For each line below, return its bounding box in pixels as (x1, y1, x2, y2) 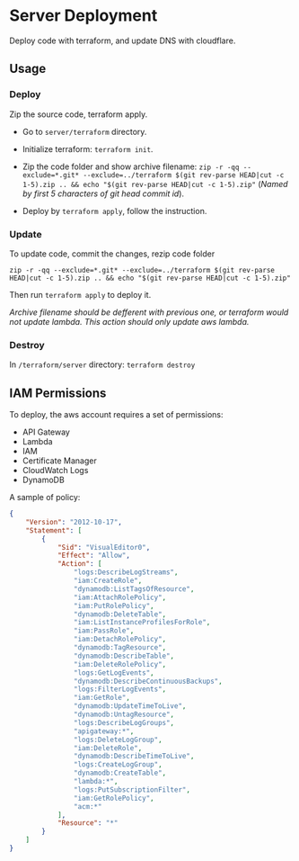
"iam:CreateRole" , (73, 577, 143, 586)
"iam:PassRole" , (73, 626, 135, 635)
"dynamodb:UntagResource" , (73, 710, 175, 720)
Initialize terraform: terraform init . (22, 143, 154, 154)
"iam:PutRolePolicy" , (73, 601, 154, 610)
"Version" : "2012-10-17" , (25, 517, 123, 526)
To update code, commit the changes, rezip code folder (9, 248, 215, 259)
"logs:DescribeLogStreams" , (73, 568, 179, 577)
